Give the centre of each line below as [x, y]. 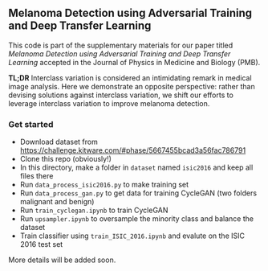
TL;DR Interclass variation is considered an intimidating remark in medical [130, 78]
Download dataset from [59, 142]
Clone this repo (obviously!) [66, 159]
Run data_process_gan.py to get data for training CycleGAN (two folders [138, 193]
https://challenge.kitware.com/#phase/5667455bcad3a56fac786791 [133, 150]
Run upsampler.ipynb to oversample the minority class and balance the [137, 219]
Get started [31, 124]
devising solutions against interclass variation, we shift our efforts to [121, 95]
